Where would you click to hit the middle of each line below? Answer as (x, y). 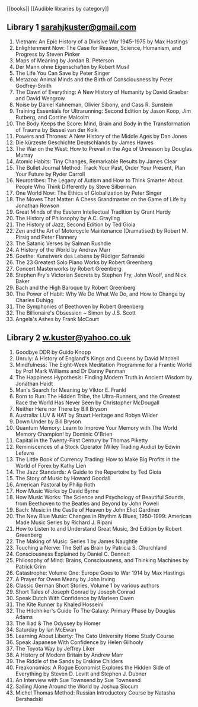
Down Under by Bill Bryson (48, 421)
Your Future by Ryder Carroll (50, 174)
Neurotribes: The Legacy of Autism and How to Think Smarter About (99, 180)
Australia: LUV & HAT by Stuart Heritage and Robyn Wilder (87, 415)
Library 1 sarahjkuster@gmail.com (72, 27)
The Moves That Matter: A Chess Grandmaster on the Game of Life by (101, 199)
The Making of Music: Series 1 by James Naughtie (76, 541)
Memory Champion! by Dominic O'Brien (64, 434)
